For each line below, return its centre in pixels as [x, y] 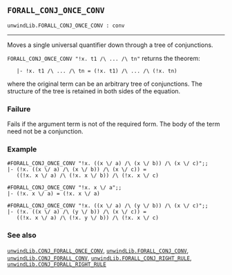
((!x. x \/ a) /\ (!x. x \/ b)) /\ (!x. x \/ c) [87, 176]
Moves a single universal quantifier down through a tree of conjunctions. [110, 45]
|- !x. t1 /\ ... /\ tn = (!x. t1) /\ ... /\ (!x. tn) [97, 71]
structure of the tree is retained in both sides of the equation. [94, 91]
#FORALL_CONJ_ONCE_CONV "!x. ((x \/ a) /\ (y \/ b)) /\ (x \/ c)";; [108, 206]
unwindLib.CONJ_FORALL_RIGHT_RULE [57, 264]
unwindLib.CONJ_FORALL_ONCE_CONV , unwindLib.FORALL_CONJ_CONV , [98, 250]
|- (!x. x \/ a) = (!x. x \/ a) [54, 194]
